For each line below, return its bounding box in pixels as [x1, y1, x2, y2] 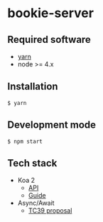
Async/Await [17, 198, 55, 208]
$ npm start [7, 138, 43, 145]
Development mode [7, 119, 97, 131]
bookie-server [7, 5, 94, 21]
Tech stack [7, 157, 58, 169]
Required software [7, 34, 91, 46]
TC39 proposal [28, 206, 72, 215]
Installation [7, 81, 58, 93]
